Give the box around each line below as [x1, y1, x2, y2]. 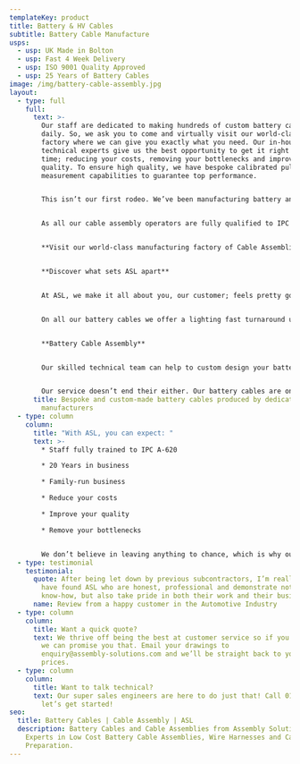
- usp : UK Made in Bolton [17, 47, 114, 55]
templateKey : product [9, 13, 90, 22]
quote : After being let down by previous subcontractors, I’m [32, 574, 270, 584]
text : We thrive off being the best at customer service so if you [32, 632, 290, 642]
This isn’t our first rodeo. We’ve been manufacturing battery [41, 195, 281, 204]
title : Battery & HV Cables [9, 21, 114, 30]
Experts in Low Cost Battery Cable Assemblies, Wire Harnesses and [25, 733, 281, 742]
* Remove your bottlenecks [41, 525, 142, 535]
